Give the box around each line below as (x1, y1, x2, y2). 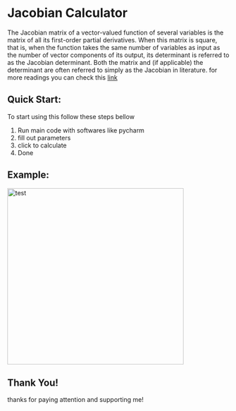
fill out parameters (17, 133, 71, 142)
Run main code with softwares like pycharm (17, 125, 144, 135)
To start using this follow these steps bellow (7, 112, 135, 121)
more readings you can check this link (7, 73, 118, 82)
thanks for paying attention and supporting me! (7, 395, 144, 404)
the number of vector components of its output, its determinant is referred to (7, 51, 230, 59)
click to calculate (17, 141, 67, 149)
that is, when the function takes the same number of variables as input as (7, 43, 221, 51)
